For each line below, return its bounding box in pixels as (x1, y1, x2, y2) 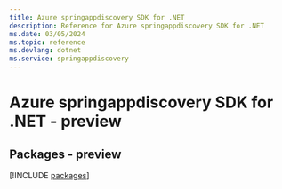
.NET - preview (9, 112, 122, 131)
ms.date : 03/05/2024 (9, 29, 86, 38)
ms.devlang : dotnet (9, 46, 82, 55)
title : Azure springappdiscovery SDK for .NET (9, 12, 185, 22)
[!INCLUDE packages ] (9, 170, 90, 180)
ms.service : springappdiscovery (9, 54, 129, 63)
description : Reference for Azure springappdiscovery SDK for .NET (9, 21, 265, 30)
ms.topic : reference (9, 37, 86, 47)
